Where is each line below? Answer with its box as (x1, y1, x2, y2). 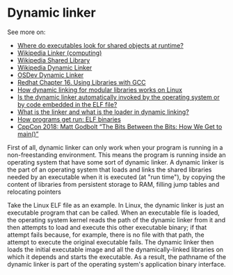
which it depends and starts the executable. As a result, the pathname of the (7, 252, 227, 261)
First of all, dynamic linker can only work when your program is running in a (7, 143, 223, 151)
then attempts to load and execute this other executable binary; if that (7, 223, 207, 231)
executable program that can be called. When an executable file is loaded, (7, 208, 220, 217)
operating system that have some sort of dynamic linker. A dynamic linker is (7, 158, 225, 166)
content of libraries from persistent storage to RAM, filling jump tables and (7, 180, 220, 188)
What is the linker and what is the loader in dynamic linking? (17, 108, 189, 116)
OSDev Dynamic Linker (17, 71, 84, 79)
